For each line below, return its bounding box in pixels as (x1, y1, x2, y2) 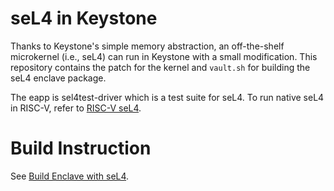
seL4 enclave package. (10, 72, 107, 84)
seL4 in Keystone (10, 7, 158, 30)
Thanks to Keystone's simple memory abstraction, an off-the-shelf (10, 40, 285, 52)
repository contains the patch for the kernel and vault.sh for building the (10, 61, 311, 73)
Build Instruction (10, 137, 152, 160)
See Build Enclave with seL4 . (10, 170, 130, 182)
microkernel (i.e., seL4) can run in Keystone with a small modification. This (10, 50, 318, 62)
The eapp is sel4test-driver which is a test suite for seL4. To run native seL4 (10, 91, 325, 103)
